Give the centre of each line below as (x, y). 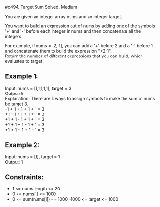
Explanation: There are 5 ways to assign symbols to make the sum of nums (80, 98)
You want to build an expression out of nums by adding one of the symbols (80, 26)
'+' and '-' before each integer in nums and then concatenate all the (73, 31)
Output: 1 (14, 162)
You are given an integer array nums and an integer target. (64, 16)
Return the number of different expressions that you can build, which (74, 56)
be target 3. (17, 104)
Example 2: (22, 145)
